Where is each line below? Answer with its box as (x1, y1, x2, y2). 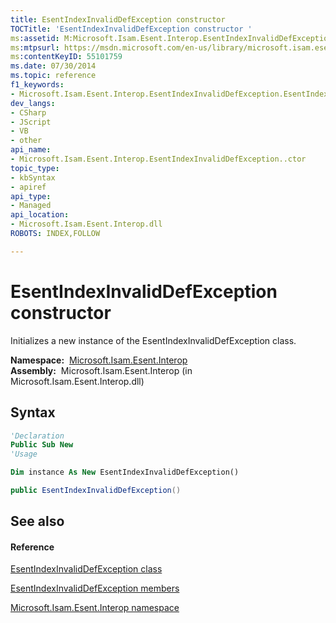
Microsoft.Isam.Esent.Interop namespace (10, 602, 180, 614)
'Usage (10, 449, 38, 460)
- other (10, 136, 43, 146)
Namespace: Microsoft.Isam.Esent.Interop (10, 354, 188, 366)
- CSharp (10, 107, 47, 118)
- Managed (10, 201, 52, 211)
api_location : (10, 210, 70, 220)
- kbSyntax (10, 172, 56, 183)
